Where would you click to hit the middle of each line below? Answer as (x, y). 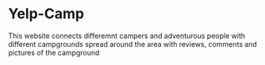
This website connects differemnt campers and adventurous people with (127, 36)
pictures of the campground (54, 52)
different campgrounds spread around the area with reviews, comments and (133, 44)
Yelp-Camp (46, 14)
